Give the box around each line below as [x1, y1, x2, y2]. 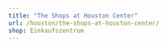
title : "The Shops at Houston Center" [8, 11, 138, 20]
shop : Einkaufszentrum [8, 26, 84, 34]
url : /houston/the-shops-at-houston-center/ [8, 19, 160, 27]
